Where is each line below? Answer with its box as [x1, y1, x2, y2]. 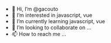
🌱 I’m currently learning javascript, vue [11, 18, 106, 24]
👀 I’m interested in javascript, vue [11, 12, 93, 19]
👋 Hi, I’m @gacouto [11, 6, 59, 12]
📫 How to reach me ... [11, 31, 66, 37]
